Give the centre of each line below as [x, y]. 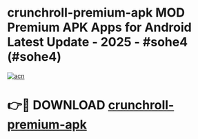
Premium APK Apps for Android [99, 27]
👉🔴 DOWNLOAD [56, 105]
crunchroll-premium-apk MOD [96, 13]
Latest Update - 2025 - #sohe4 [98, 42]
